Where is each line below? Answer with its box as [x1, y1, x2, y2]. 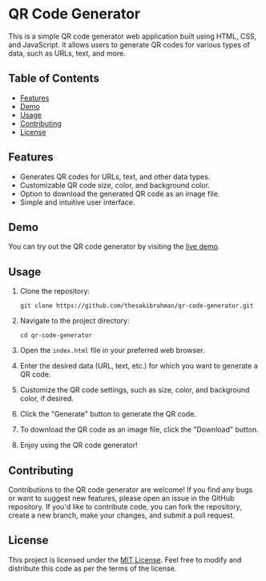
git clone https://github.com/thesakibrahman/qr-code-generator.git [19, 302, 254, 310]
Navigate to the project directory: [19, 316, 130, 326]
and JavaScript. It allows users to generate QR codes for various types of [8, 39, 251, 49]
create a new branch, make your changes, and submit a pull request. [8, 510, 235, 520]
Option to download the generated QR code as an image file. [19, 189, 220, 198]
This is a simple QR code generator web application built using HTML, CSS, [8, 31, 257, 41]
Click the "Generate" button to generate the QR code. [19, 409, 196, 419]
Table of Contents [8, 71, 100, 85]
